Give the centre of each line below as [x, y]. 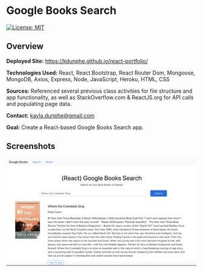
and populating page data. [39, 104]
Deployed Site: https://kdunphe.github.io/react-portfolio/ [77, 61]
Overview [25, 46]
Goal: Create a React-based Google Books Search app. [75, 127]
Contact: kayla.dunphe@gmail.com [50, 115]
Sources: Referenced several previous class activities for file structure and [99, 91]
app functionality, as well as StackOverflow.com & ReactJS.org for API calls [100, 97]
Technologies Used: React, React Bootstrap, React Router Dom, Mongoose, [101, 73]
